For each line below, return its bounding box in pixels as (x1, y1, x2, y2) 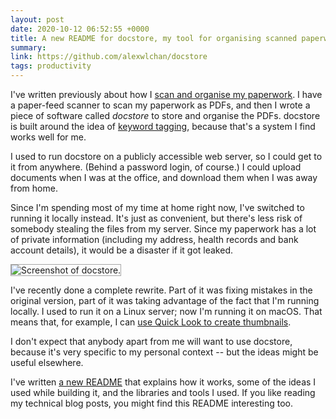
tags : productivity (10, 61, 92, 71)
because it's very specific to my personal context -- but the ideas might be (10, 346, 319, 358)
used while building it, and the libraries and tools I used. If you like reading (10, 387, 316, 398)
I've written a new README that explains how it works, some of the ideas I (10, 376, 317, 388)
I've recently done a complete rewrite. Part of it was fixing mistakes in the (10, 284, 313, 296)
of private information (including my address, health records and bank (10, 234, 299, 245)
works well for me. (10, 131, 87, 143)
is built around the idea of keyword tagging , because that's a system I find (10, 121, 316, 132)
